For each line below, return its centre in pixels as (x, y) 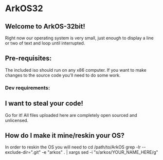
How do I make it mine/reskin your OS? (65, 136)
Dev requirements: (27, 88)
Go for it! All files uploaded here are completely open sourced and (71, 115)
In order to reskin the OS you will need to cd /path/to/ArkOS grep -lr (73, 147)
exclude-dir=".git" (23, 152)
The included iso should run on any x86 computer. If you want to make (76, 70)
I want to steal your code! (44, 104)
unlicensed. (17, 120)
